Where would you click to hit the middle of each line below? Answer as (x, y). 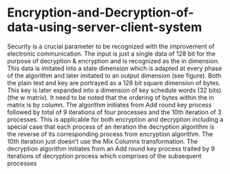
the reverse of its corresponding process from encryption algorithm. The (110, 134)
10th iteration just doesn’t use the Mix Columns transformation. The (103, 141)
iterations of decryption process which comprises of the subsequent (104, 155)
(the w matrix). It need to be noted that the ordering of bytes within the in (111, 97)
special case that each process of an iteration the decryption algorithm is (111, 127)
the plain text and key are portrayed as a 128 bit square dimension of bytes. (114, 83)
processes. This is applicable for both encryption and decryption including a (115, 119)
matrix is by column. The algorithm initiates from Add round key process (109, 105)
